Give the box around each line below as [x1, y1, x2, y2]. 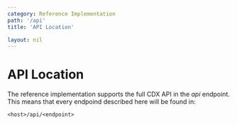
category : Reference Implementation [7, 10, 116, 18]
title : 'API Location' [7, 23, 75, 30]
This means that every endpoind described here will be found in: [7, 97, 197, 106]
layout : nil [7, 36, 43, 43]
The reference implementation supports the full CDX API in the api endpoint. [7, 90, 231, 99]
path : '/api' [7, 17, 46, 24]
